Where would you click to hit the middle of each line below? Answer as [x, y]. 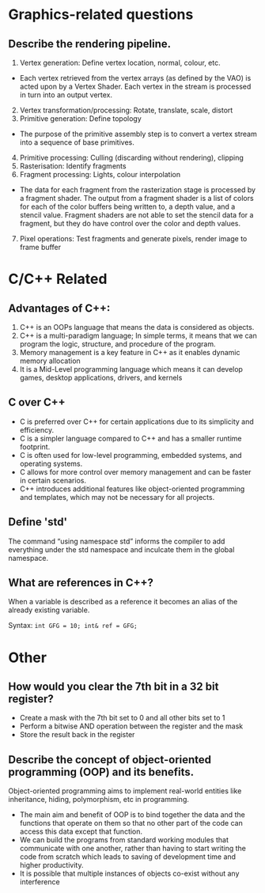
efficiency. [36, 429]
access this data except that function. [81, 831]
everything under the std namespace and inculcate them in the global [121, 549]
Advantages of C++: [59, 308]
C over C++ [37, 402]
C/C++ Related [58, 279]
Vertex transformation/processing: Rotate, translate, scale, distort [126, 110]
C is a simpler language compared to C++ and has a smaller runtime [131, 438]
